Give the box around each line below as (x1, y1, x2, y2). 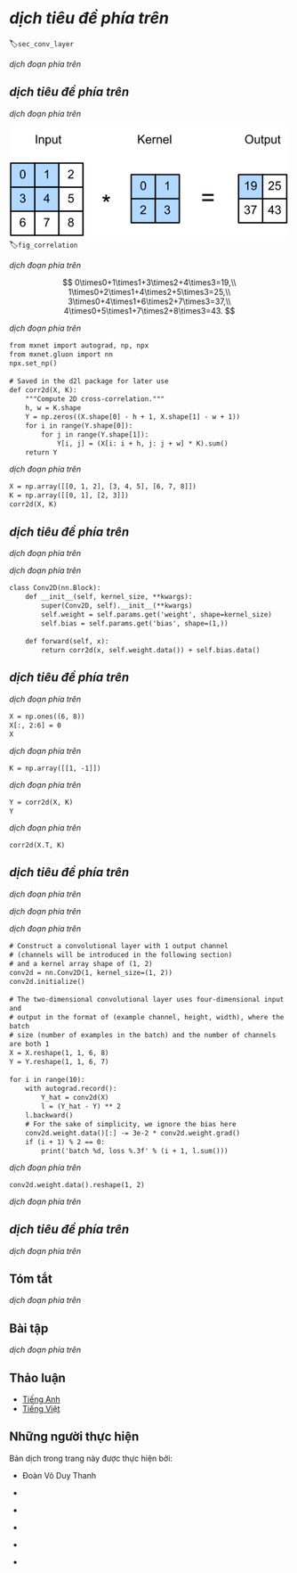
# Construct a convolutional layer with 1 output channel (9, 941, 229, 950)
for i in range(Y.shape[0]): (25, 422, 133, 430)
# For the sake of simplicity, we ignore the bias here (25, 1119, 237, 1128)
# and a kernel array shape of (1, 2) (9, 959, 153, 968)
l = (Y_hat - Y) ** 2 (41, 1102, 122, 1110)
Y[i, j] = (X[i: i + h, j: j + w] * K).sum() (56, 439, 229, 448)
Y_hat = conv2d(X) (41, 1093, 109, 1102)
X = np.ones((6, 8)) (9, 712, 86, 721)
